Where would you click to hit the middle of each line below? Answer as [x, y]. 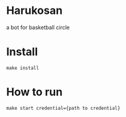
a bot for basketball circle [38, 27]
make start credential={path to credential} [63, 108]
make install [23, 68]
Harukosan [35, 11]
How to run [35, 92]
